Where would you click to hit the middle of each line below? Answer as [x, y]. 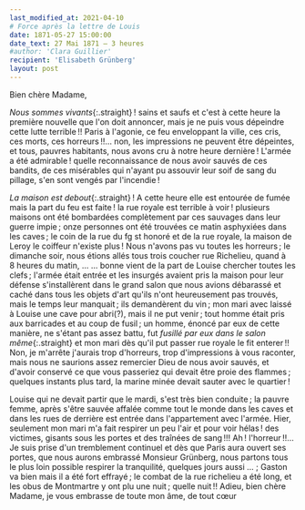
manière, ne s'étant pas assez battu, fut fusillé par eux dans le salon [138, 332]
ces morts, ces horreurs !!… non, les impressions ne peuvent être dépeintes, [152, 141]
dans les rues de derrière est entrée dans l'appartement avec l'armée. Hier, [150, 418]
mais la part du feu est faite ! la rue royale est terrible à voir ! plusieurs [140, 207]
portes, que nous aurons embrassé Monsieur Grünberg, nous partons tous [149, 457]
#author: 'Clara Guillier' [61, 52]
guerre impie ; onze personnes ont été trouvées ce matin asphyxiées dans [148, 226]
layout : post [34, 69]
